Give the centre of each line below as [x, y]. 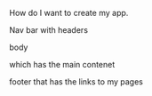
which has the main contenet [62, 64]
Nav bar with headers [49, 30]
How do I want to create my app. [69, 13]
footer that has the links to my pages [76, 82]
